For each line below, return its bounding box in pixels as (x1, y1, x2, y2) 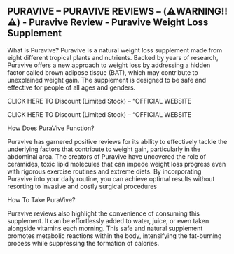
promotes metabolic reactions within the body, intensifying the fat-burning (7, 231, 222, 240)
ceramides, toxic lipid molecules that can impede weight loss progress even (7, 160, 226, 168)
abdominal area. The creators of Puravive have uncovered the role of (7, 152, 207, 160)
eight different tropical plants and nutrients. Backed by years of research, (7, 53, 219, 62)
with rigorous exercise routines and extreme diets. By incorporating (7, 167, 202, 176)
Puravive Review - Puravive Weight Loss (29, 17, 209, 29)
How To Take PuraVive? (7, 195, 76, 204)
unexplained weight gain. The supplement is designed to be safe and (7, 76, 207, 84)
